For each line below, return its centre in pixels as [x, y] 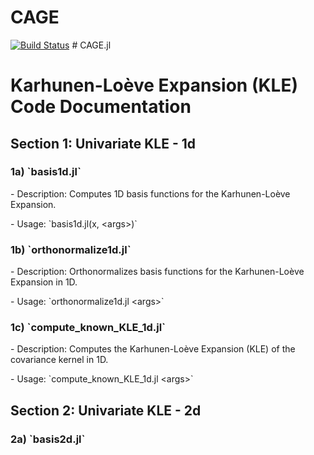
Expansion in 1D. [44, 282]
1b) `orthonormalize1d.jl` [71, 249]
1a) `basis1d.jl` [46, 172]
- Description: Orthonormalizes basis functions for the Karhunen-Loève [157, 272]
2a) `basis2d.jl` [48, 439]
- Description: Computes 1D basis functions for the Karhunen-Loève [150, 193]
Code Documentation [101, 107]
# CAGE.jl [91, 45]
